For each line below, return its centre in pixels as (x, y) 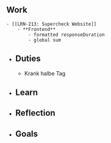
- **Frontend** (37, 29)
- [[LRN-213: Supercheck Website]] (52, 24)
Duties (28, 59)
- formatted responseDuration (66, 35)
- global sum (45, 40)
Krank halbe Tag (45, 73)
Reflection (35, 113)
